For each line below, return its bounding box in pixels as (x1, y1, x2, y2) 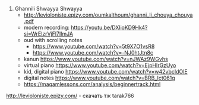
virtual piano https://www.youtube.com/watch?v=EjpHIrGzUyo (23, 62, 176, 69)
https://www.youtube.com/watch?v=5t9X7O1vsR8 (32, 43, 155, 50)
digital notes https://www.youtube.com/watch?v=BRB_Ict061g (23, 74, 175, 81)
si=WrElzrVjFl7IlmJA (23, 30, 73, 37)
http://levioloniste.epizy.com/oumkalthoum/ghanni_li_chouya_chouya (23, 11, 193, 18)
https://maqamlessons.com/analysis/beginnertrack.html (23, 81, 161, 88)
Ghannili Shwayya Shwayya (14, 5, 83, 12)
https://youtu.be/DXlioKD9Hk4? (71, 24, 148, 31)
